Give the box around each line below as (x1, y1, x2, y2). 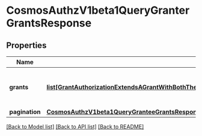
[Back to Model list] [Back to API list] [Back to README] (6, 123, 144, 130)
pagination (9, 108, 41, 116)
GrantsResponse (6, 16, 92, 30)
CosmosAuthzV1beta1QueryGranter (6, 4, 190, 17)
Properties (6, 40, 47, 50)
